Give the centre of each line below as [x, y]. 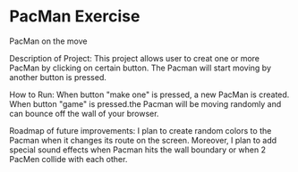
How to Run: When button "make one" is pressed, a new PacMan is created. [149, 94]
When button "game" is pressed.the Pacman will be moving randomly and [145, 103]
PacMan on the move [48, 41]
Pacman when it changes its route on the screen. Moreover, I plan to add [143, 140]
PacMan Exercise [75, 16]
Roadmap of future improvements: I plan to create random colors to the [140, 130]
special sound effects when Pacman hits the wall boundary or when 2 [138, 150]
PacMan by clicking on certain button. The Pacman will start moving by [140, 68]
